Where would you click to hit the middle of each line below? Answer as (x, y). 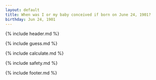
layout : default (22, 10)
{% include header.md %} (32, 34)
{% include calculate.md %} (35, 53)
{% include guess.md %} (31, 44)
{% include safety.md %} (32, 63)
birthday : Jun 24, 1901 (30, 19)
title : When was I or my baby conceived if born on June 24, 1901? (78, 15)
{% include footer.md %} (31, 73)
